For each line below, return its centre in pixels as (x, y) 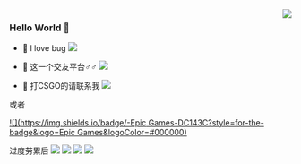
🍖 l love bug (44, 48)
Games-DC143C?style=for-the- (206, 123)
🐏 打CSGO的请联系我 (61, 86)
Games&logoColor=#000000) (133, 133)
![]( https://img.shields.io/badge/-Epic (78, 123)
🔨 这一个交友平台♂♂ (59, 67)
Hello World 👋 (39, 28)
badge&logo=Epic (43, 133)
